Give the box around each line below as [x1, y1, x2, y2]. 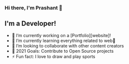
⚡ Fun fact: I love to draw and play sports [11, 53, 96, 59]
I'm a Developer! [4, 20, 56, 28]
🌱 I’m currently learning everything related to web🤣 [11, 38, 116, 43]
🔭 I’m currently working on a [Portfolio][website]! [11, 32, 111, 38]
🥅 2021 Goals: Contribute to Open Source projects [11, 48, 114, 54]
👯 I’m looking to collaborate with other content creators [11, 43, 124, 48]
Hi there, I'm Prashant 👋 [4, 4, 63, 11]
